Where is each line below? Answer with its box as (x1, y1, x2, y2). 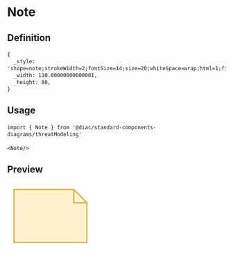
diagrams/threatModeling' (7, 131, 82, 138)
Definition (7, 32, 51, 44)
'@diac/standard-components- (72, 124, 157, 131)
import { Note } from (7, 124, 70, 131)
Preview (7, 164, 44, 176)
